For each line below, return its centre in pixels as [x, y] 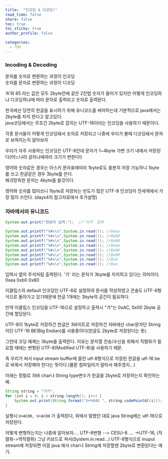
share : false [19, 19]
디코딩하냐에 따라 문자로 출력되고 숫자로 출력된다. [58, 100]
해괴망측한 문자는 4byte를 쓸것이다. [40, 180]
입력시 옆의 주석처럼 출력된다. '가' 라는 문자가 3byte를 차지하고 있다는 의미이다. [82, 275]
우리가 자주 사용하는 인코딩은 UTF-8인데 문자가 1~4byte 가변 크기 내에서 [76, 151]
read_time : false [23, 15]
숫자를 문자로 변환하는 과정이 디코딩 [40, 83]
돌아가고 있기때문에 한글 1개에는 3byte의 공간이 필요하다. [74, 297]
